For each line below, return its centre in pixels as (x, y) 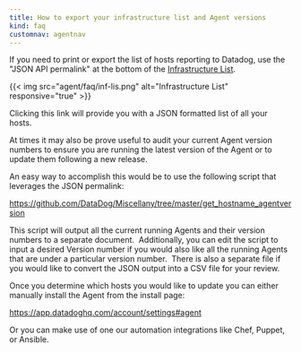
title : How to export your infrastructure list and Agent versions (138, 17)
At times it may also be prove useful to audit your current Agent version (141, 141)
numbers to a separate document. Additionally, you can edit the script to (144, 240)
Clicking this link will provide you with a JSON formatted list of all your (138, 114)
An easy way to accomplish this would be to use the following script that (143, 176)
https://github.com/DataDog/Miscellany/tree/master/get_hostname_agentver (150, 203)
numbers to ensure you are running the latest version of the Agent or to (141, 150)
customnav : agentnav (48, 34)
